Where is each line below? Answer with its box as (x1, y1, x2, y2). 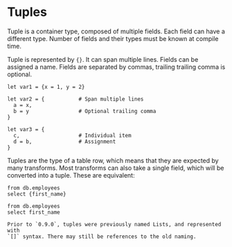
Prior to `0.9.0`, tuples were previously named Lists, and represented (7, 221, 222, 228)
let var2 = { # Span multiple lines (7, 95, 144, 103)
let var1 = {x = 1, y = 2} (7, 83, 85, 90)
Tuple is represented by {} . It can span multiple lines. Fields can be (7, 55, 199, 63)
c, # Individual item (13, 132, 132, 139)
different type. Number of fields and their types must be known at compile (7, 34, 219, 42)
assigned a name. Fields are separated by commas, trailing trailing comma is (7, 62, 226, 71)
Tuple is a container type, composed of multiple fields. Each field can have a (7, 27, 225, 35)
